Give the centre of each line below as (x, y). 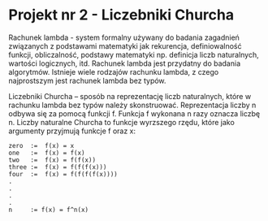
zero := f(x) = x (41, 145)
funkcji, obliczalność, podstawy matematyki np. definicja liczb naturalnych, (134, 54)
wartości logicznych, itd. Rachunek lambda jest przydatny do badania (125, 63)
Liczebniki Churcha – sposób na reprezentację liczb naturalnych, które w (130, 96)
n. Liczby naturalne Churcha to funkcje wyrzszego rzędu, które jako (122, 122)
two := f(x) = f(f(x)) (52, 160)
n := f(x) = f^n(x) (49, 210)
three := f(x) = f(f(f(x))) (58, 167)
